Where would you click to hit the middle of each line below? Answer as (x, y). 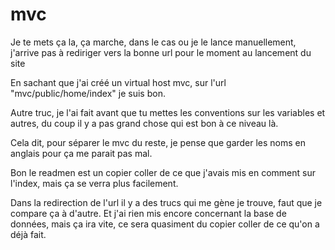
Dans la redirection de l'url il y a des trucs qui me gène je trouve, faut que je (166, 202)
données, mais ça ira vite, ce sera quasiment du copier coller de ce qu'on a (165, 224)
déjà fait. (28, 234)
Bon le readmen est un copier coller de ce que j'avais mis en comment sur (163, 172)
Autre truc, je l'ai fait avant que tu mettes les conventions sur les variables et (168, 112)
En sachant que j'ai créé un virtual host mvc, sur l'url (118, 82)
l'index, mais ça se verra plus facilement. (94, 183)
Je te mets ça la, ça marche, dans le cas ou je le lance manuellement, (153, 42)
